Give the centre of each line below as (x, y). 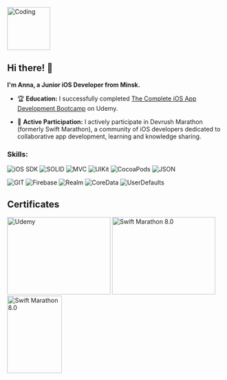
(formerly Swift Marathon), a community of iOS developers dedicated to (119, 129)
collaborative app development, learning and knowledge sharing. (109, 136)
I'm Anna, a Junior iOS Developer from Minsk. (74, 85)
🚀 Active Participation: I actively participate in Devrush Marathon (110, 122)
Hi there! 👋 (30, 68)
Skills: (18, 154)
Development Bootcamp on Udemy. (67, 108)
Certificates (33, 204)
